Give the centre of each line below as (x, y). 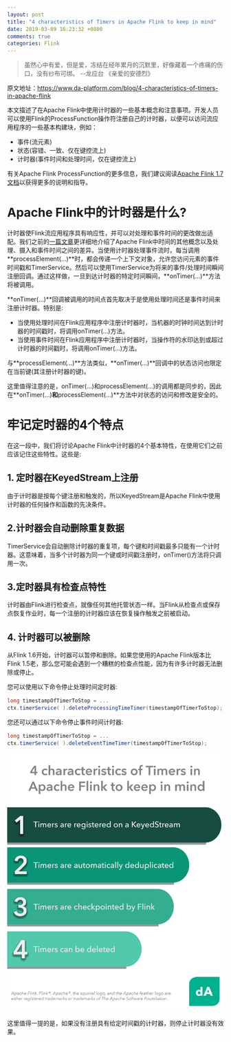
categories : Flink (33, 44)
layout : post (26, 14)
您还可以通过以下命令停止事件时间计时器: (65, 722)
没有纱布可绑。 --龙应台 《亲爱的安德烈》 (95, 74)
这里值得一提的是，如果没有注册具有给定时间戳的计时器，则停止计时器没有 (112, 1023)
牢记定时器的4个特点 (65, 425)
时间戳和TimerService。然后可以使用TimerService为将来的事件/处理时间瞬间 (115, 268)
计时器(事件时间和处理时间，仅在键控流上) (77, 159)
